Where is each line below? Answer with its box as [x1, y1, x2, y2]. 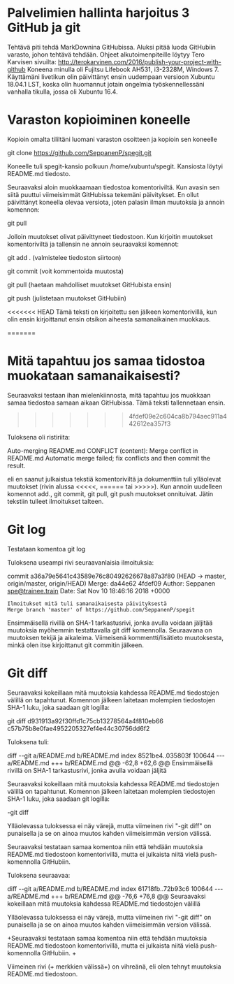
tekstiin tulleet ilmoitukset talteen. [7, 497, 104, 505]
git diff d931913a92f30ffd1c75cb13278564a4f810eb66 [7, 716, 164, 725]
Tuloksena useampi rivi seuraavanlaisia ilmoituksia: [7, 558, 154, 567]
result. [7, 461, 26, 470]
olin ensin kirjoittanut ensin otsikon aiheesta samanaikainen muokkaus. [7, 314, 211, 323]
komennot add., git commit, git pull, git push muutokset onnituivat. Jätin [7, 489, 214, 498]
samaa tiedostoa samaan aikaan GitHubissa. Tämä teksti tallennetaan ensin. [7, 398, 226, 407]
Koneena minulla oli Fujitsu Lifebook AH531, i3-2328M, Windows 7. [27, 65, 219, 73]
